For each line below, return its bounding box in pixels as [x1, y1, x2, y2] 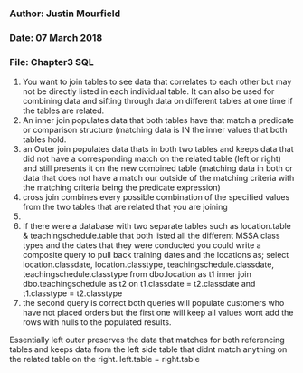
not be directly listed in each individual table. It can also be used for [22, 86, 275, 97]
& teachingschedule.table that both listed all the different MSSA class [22, 230, 280, 242]
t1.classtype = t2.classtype [22, 288, 123, 299]
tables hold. [22, 134, 67, 145]
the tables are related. [22, 105, 105, 116]
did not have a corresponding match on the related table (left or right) [22, 153, 282, 165]
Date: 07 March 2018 [9, 31, 103, 43]
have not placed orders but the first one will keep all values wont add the [22, 307, 294, 319]
